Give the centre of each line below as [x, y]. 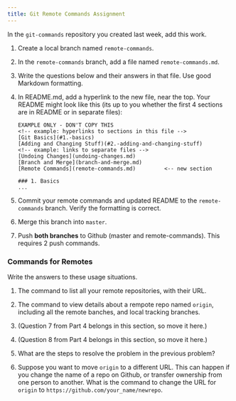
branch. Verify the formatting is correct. [103, 208]
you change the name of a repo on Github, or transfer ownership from [120, 375]
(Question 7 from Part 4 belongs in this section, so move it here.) [112, 326]
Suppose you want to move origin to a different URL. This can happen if [124, 367]
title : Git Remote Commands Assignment [66, 14]
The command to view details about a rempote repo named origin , [116, 304]
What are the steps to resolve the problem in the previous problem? [116, 353]
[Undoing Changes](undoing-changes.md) [77, 156]
